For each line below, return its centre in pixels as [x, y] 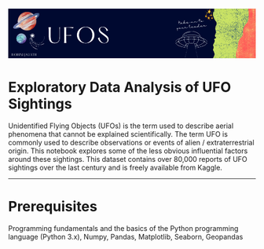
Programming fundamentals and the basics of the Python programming [123, 228]
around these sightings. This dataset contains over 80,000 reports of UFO [128, 159]
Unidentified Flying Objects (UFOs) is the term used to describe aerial [121, 126]
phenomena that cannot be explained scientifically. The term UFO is [118, 134]
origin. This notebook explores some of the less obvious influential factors [128, 151]
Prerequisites [53, 206]
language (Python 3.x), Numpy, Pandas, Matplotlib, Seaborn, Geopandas [126, 236]
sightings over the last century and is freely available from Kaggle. [115, 167]
